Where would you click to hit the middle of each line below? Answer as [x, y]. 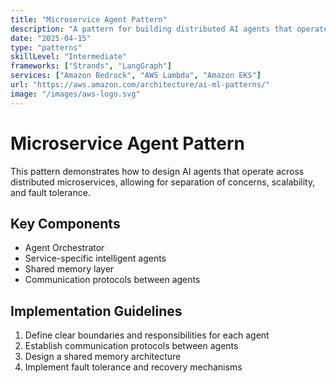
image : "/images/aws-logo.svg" [75, 94]
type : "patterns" [46, 47]
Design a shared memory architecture [103, 357]
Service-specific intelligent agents [95, 258]
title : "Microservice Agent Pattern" [89, 19]
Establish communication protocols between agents [131, 346]
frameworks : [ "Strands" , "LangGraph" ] [91, 66]
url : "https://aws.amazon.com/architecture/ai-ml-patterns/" [140, 85]
